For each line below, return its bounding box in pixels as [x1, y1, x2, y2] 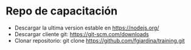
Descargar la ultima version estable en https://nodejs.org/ [14, 24, 159, 31]
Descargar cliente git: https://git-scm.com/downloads [14, 30, 150, 37]
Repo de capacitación [5, 4, 118, 18]
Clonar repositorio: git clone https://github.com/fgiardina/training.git [14, 37, 185, 44]
